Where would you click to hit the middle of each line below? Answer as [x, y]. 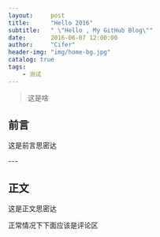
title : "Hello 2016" [50, 23]
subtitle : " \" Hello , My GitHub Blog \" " [81, 30]
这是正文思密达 [32, 209]
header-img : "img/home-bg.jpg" [60, 52]
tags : [17, 67]
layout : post [37, 15]
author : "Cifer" [42, 45]
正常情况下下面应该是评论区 [53, 225]
